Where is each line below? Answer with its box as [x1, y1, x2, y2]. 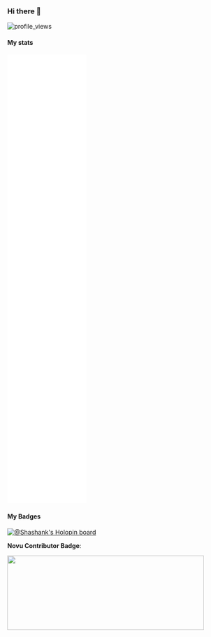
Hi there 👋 [7, 6, 42, 16]
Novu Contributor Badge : [7, 541, 82, 549]
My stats [7, 38, 34, 46]
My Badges [7, 512, 41, 521]
